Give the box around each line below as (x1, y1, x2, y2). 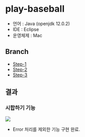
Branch (5, 47, 29, 56)
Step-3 (12, 72, 27, 78)
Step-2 (12, 66, 27, 72)
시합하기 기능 (5, 104, 36, 112)
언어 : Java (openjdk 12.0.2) (12, 20, 70, 26)
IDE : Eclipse (12, 26, 39, 32)
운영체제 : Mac (12, 32, 42, 38)
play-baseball (5, 3, 65, 15)
